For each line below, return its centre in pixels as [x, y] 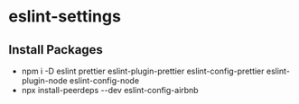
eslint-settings [65, 17]
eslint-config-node [105, 81]
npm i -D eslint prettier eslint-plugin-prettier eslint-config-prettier [143, 71]
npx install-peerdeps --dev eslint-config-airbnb [110, 90]
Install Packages [56, 50]
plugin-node [45, 81]
